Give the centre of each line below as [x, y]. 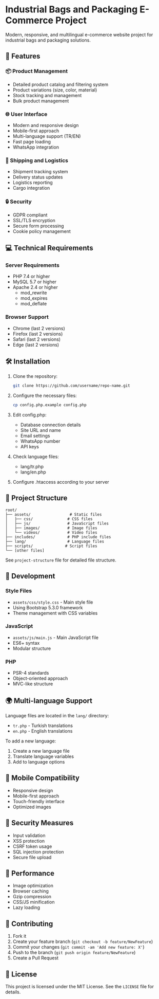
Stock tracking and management [47, 95]
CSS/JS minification [34, 902]
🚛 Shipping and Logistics [37, 160]
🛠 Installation [28, 361]
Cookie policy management [42, 231]
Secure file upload [32, 857]
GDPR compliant [30, 215]
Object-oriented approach [40, 678]
